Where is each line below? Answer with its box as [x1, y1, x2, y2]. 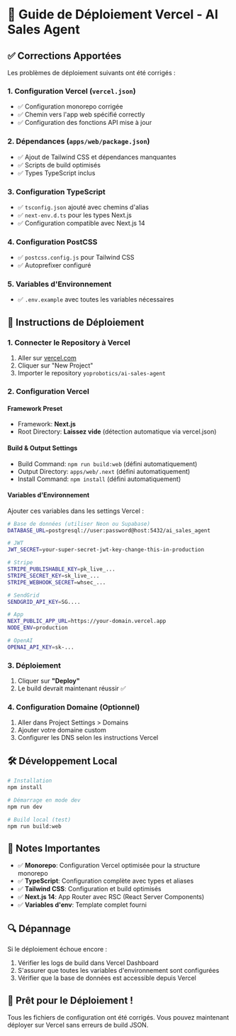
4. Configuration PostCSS [7, 237, 98, 247]
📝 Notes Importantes [7, 842, 101, 854]
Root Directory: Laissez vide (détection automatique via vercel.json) [17, 427, 217, 436]
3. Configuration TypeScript [7, 187, 106, 197]
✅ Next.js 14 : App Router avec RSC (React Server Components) [17, 893, 205, 901]
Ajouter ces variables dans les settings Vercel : [7, 507, 144, 515]
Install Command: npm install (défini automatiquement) [17, 475, 181, 483]
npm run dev [7, 803, 43, 810]
